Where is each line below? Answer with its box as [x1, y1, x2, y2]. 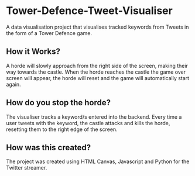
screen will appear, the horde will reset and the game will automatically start [6, 74, 189, 81]
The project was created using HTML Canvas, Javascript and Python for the [6, 158, 190, 165]
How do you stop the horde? [6, 98, 111, 108]
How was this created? [6, 142, 91, 153]
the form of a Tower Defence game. [6, 29, 93, 36]
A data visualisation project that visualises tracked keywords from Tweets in [6, 23, 189, 30]
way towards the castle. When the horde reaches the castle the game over [6, 68, 186, 75]
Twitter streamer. [6, 164, 47, 171]
